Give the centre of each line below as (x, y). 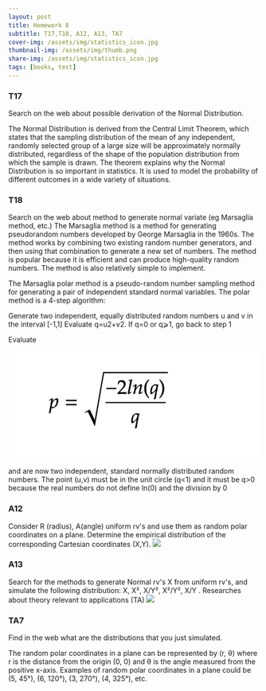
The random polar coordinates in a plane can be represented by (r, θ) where (133, 654)
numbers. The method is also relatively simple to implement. (107, 268)
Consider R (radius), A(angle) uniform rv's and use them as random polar (128, 526)
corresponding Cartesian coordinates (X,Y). (80, 544)
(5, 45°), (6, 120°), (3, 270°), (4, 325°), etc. (78, 679)
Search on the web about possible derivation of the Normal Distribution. (126, 113)
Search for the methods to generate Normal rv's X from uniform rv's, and (128, 582)
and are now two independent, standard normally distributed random (121, 471)
